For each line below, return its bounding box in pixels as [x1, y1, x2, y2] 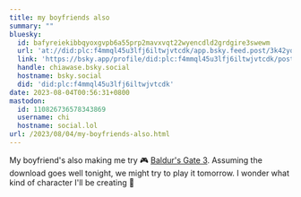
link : [17, 55, 39, 64]
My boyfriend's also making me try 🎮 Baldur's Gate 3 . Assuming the [9, 154, 262, 166]
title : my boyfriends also [9, 13, 110, 22]
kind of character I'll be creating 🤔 [9, 176, 134, 188]
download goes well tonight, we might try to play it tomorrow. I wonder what [9, 167, 289, 178]
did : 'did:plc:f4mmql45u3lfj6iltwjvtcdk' [17, 80, 175, 89]
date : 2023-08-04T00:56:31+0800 [9, 88, 130, 97]
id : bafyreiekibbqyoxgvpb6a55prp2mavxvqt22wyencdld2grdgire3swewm [17, 38, 271, 47]
